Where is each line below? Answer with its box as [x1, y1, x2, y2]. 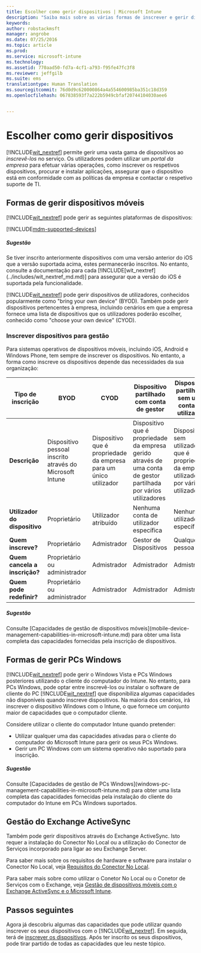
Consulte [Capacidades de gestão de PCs [6, 780, 109, 787]
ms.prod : [6, 48, 28, 54]
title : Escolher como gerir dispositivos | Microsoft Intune [6, 8, 162, 15]
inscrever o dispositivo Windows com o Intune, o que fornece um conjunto [6, 702, 190, 710]
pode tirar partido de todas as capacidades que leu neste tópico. [6, 940, 166, 948]
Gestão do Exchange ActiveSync [6, 816, 131, 826]
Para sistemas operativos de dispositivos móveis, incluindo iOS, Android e [6, 345, 188, 353]
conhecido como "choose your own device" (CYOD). [6, 317, 136, 324]
